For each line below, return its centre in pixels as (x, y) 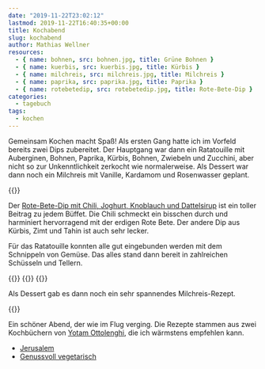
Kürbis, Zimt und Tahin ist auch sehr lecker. (79, 230)
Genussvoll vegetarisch (58, 356)
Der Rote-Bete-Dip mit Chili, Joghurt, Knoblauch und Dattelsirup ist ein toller (132, 205)
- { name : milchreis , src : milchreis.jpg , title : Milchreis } (120, 74)
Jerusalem (37, 348)
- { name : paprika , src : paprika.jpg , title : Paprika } (109, 82)
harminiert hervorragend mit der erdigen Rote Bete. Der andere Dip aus (124, 222)
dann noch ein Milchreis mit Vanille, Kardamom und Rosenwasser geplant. (129, 174)
